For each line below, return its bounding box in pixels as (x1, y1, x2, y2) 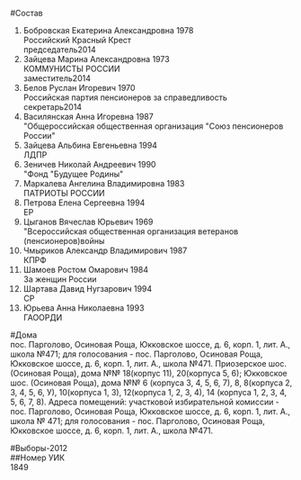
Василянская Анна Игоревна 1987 (22, 112, 154, 122)
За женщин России (22, 274, 97, 285)
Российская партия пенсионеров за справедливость (22, 92, 228, 103)
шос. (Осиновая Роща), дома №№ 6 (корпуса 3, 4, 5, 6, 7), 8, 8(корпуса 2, (10, 377, 293, 388)
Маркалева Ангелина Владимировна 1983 (22, 178, 185, 188)
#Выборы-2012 (10, 443, 68, 453)
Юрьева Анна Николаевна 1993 (22, 303, 145, 313)
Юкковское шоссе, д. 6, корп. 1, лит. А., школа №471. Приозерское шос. (10, 358, 287, 368)
